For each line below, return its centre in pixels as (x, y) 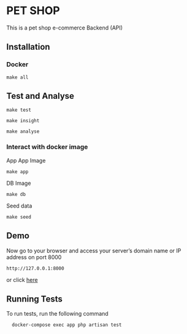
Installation (28, 47)
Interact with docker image (47, 147)
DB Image (19, 183)
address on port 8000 (34, 257)
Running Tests (34, 299)
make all (17, 77)
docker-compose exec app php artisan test (67, 325)
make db (16, 194)
